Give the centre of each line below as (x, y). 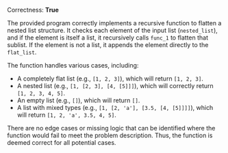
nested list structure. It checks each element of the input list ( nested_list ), (112, 30)
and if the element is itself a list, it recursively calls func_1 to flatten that (108, 38)
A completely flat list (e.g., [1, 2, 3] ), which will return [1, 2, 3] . (110, 79)
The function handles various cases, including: (73, 65)
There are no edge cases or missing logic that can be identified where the (111, 128)
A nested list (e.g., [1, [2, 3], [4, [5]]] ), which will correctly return (115, 86)
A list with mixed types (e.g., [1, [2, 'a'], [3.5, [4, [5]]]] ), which (115, 108)
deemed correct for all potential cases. (62, 142)
